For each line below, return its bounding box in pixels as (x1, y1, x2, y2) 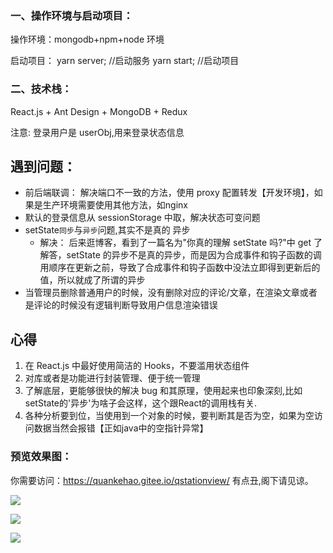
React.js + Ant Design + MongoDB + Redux (10, 105, 188, 117)
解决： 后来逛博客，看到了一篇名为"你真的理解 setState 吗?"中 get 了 (39, 237, 323, 249)
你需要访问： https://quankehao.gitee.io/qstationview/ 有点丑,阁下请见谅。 (10, 474, 314, 486)
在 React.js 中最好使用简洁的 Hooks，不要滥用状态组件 (24, 360, 250, 372)
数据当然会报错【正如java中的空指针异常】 (33, 422, 209, 434)
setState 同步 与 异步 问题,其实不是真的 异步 (24, 224, 191, 236)
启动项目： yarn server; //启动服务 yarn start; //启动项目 (10, 55, 240, 67)
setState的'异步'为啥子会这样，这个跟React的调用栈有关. (24, 397, 257, 409)
